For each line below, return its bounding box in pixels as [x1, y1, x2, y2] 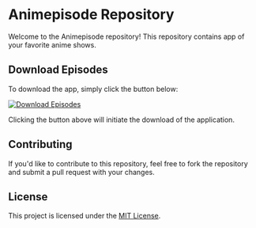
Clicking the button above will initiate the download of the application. [8, 115, 235, 124]
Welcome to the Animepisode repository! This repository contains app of [8, 32, 245, 41]
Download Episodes [8, 63, 108, 77]
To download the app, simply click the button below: [8, 84, 179, 93]
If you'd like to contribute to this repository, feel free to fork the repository [8, 158, 249, 168]
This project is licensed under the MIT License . [8, 211, 161, 221]
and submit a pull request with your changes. [8, 167, 156, 177]
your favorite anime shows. [8, 40, 97, 49]
